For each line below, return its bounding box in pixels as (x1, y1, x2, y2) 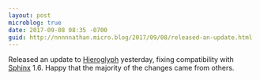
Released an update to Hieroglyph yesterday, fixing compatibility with (8, 55, 235, 64)
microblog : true (8, 19, 62, 27)
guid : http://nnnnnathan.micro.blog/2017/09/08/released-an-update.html (8, 33, 253, 42)
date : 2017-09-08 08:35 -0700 (8, 26, 108, 34)
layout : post (8, 11, 51, 20)
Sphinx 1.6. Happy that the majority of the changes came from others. (8, 64, 235, 73)
